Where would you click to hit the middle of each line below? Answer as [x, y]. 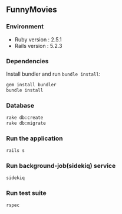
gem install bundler [32, 85]
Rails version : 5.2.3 [38, 46]
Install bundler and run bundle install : [53, 74]
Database [20, 105]
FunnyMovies [32, 10]
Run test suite [26, 193]
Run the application [34, 138]
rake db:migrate [26, 123]
